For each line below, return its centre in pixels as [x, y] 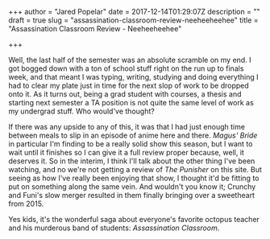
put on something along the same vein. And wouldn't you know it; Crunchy [132, 187]
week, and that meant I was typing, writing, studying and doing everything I [133, 77]
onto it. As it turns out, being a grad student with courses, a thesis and [125, 94]
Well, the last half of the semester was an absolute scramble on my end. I [130, 60]
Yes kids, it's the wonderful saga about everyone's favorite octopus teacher [134, 219]
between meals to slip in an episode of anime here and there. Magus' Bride [133, 135]
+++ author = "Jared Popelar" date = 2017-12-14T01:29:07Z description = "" [134, 12]
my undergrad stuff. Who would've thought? [81, 111]
